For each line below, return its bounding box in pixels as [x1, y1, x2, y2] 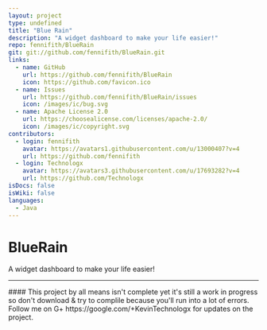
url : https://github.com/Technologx [22, 174, 145, 183]
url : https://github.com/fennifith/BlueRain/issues [22, 93, 197, 101]
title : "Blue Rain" [8, 26, 73, 34]
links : [8, 56, 30, 64]
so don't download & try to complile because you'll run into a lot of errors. [8, 296, 250, 305]
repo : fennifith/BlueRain [8, 41, 94, 49]
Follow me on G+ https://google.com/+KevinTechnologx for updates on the [8, 304, 253, 314]
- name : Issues [15, 85, 66, 94]
